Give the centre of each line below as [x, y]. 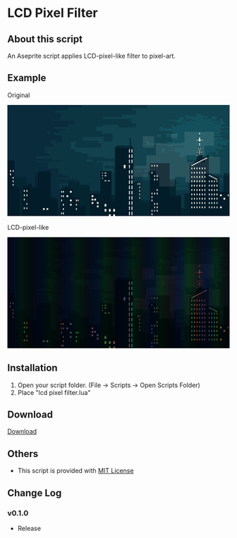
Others [23, 454]
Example [27, 78]
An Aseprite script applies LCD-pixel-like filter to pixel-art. [92, 56]
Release [29, 528]
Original [19, 95]
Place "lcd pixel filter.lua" [54, 392]
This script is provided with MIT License [75, 471]
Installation [32, 368]
